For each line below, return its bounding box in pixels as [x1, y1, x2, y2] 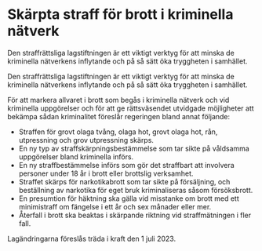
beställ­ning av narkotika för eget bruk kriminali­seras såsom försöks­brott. [18, 185, 253, 195]
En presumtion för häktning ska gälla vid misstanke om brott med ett [18, 194, 240, 203]
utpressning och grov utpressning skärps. [18, 135, 155, 144]
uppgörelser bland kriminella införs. [18, 151, 134, 162]
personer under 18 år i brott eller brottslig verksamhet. [18, 169, 194, 178]
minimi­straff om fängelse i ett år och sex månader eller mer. [18, 202, 212, 211]
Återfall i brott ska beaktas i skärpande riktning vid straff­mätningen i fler [18, 210, 252, 220]
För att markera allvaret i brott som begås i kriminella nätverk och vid [7, 95, 230, 104]
